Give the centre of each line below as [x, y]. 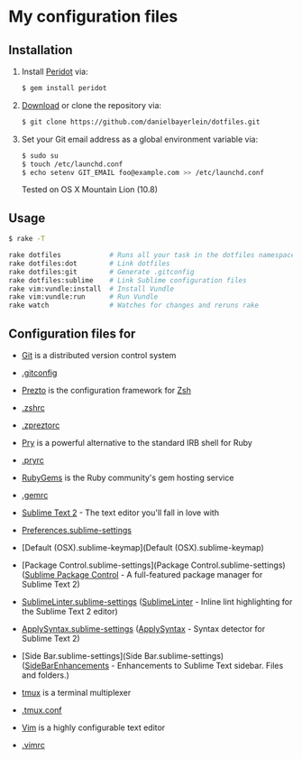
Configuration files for [72, 333]
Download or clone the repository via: [92, 105]
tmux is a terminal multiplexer [76, 693]
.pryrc [32, 460]
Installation [41, 50]
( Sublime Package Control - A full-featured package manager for [142, 574]
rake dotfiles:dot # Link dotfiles [89, 264]
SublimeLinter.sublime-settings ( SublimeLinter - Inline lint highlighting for [157, 602]
